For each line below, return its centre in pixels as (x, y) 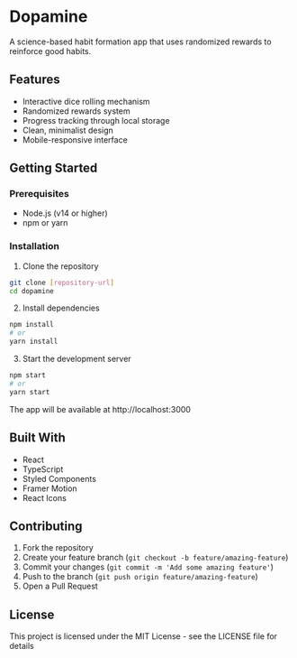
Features (35, 80)
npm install (31, 325)
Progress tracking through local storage (96, 120)
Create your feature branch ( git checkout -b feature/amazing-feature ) (155, 558)
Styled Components (59, 478)
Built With (37, 438)
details (22, 646)
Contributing (46, 526)
